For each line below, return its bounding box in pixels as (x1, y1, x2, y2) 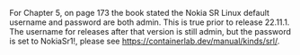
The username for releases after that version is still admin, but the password (9, 27, 292, 36)
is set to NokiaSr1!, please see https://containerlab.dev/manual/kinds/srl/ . (9, 35, 280, 46)
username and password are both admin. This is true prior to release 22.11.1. (9, 17, 290, 27)
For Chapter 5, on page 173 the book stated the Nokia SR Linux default (9, 8, 269, 18)
